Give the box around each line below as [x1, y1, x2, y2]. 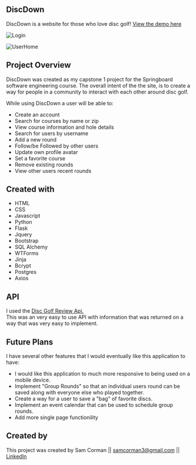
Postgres [14, 269, 37, 276]
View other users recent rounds [14, 167, 92, 174]
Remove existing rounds [14, 161, 74, 168]
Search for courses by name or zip [14, 117, 99, 124]
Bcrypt [14, 262, 31, 269]
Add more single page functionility [14, 414, 98, 421]
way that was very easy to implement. [6, 320, 98, 327]
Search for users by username [14, 129, 88, 137]
